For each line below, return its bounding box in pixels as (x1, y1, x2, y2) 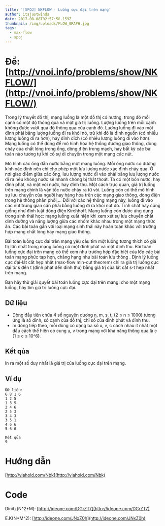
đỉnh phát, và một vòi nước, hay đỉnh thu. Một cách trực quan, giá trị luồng (5, 181, 156, 188)
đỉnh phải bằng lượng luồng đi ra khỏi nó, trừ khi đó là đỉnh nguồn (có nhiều (5, 130, 158, 136)
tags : (5, 26, 16, 31)
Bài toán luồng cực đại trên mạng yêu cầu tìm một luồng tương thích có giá (5, 238, 157, 244)
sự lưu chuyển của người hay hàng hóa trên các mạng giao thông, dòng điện (5, 192, 160, 198)
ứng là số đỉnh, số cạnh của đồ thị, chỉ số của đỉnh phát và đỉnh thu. (12, 317, 150, 323)
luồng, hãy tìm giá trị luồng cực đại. (5, 284, 77, 290)
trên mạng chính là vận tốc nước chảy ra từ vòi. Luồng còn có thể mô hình (5, 187, 155, 192)
